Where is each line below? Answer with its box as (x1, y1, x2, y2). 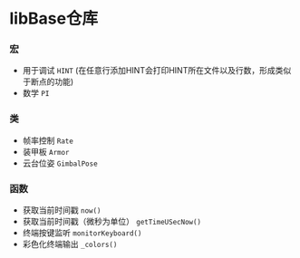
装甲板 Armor (22, 146, 70, 157)
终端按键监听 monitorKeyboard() (22, 227, 142, 238)
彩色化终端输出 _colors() (22, 239, 118, 250)
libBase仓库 (9, 8, 98, 29)
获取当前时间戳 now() (22, 205, 102, 215)
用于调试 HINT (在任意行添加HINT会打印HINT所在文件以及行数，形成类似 (22, 65, 292, 76)
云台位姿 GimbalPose (22, 158, 98, 168)
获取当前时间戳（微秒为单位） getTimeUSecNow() (22, 216, 202, 227)
